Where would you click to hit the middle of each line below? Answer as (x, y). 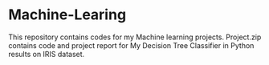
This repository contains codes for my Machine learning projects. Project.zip (135, 37)
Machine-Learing (67, 15)
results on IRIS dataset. (47, 54)
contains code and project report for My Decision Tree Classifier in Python (131, 45)
